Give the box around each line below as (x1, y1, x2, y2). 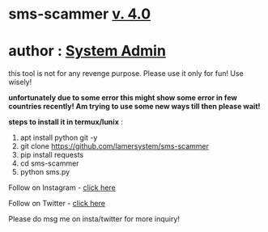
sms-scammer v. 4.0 (8, 5, 151, 23)
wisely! (8, 78, 32, 87)
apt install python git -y (19, 133, 98, 142)
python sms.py (19, 167, 70, 177)
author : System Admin (8, 42, 166, 61)
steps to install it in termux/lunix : (8, 117, 123, 127)
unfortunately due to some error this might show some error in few (8, 93, 237, 103)
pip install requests (19, 150, 83, 160)
